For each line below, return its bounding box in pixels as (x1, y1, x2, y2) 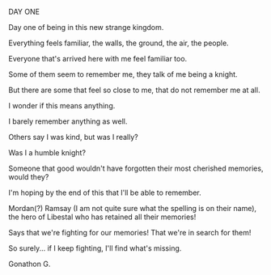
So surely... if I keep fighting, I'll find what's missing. (8, 243, 182, 253)
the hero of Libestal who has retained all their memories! (8, 212, 197, 222)
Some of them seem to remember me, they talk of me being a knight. (8, 70, 238, 79)
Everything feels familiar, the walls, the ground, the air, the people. (8, 38, 229, 48)
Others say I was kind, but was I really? (8, 133, 139, 142)
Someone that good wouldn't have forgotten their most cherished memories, (8, 163, 264, 173)
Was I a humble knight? (8, 148, 87, 157)
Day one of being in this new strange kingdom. (8, 23, 164, 32)
